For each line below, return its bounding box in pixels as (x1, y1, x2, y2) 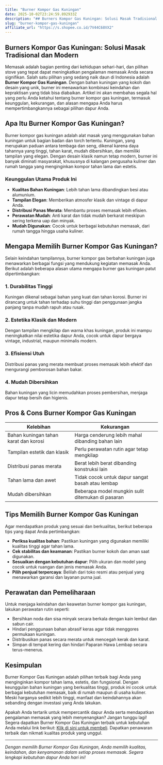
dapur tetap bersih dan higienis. (5, 395, 69, 401)
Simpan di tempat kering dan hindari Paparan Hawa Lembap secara (12, 642, 147, 647)
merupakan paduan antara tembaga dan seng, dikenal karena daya (5, 142, 139, 149)
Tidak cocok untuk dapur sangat (74, 473, 148, 480)
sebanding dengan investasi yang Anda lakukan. (5, 700, 102, 706)
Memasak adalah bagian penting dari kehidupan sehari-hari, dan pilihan (5, 64, 148, 70)
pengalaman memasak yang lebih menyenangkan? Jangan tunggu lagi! (5, 715, 147, 721)
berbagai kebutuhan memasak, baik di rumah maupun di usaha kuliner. (5, 689, 147, 695)
